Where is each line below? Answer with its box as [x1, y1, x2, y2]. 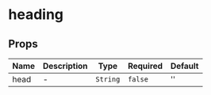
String [95, 75, 121, 84]
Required [128, 61, 163, 71]
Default [170, 61, 199, 71]
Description [42, 61, 89, 71]
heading [8, 6, 64, 24]
